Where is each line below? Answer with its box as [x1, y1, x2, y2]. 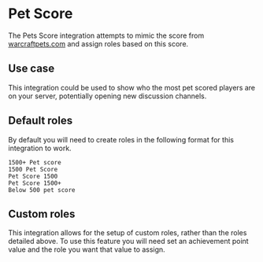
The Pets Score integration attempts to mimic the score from [8, 31, 205, 40]
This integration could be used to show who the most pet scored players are [8, 83, 256, 92]
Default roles [8, 114, 73, 127]
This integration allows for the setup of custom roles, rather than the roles [8, 228, 247, 238]
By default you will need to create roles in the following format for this [8, 135, 235, 144]
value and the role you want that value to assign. [8, 245, 165, 254]
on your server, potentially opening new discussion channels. [8, 91, 207, 101]
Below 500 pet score [8, 186, 76, 194]
